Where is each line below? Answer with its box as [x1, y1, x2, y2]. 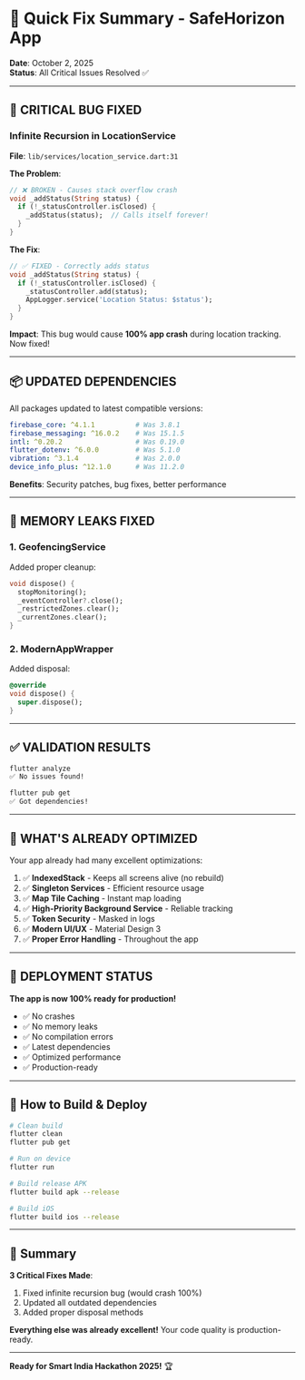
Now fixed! [9, 338, 50, 348]
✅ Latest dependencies [22, 1041, 111, 1052]
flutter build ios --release [9, 1212, 120, 1221]
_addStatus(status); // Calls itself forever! [25, 210, 209, 220]
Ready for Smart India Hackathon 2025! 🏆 [9, 1361, 173, 1372]
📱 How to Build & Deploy [9, 1097, 148, 1112]
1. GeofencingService [9, 541, 106, 553]
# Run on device [9, 1154, 71, 1164]
